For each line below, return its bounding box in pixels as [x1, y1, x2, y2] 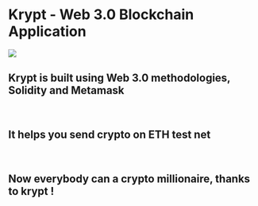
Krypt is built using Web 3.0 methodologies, [8, 72, 231, 85]
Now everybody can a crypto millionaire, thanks [8, 172, 251, 185]
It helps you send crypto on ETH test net [8, 128, 211, 142]
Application [8, 22, 87, 41]
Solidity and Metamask [8, 84, 125, 97]
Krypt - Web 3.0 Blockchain [8, 6, 194, 24]
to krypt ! [8, 185, 55, 198]
